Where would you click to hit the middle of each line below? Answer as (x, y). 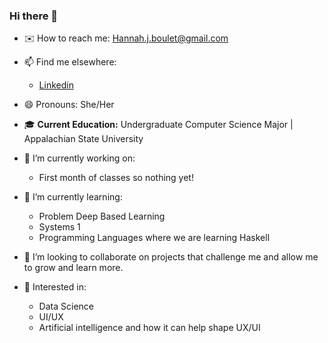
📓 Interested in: (55, 287)
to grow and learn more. (73, 268)
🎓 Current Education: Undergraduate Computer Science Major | (158, 125)
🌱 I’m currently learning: (73, 197)
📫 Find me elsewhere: (70, 62)
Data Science (66, 306)
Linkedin (56, 85)
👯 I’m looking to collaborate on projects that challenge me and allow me (171, 257)
